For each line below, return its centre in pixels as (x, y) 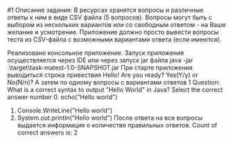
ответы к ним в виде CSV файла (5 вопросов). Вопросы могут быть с (110, 17)
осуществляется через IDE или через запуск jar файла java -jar (100, 60)
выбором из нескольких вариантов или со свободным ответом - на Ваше (116, 25)
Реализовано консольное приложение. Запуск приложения (96, 53)
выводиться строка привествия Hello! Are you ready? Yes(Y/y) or (103, 75)
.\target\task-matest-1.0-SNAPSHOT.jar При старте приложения (100, 68)
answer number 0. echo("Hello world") (62, 97)
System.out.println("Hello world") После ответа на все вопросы (110, 118)
